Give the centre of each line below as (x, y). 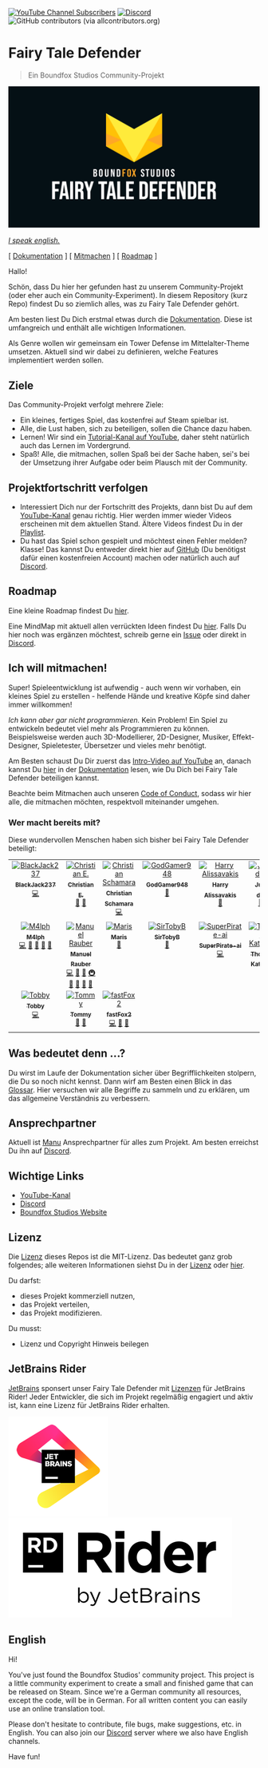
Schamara (119, 904)
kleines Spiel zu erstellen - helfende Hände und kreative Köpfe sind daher (129, 696)
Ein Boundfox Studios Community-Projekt (96, 75)
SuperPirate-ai (220, 945)
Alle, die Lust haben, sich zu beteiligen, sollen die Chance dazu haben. (136, 429)
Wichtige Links (46, 1176)
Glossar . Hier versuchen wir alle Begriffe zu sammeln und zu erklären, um (129, 1089)
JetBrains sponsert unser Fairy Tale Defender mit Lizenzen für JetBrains (127, 1388)
